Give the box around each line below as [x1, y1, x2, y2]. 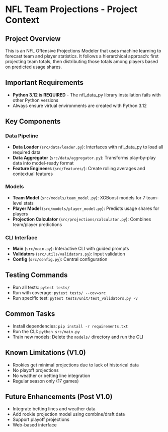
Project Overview [5, 34, 61, 43]
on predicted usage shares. [5, 64, 62, 70]
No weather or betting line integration [12, 372, 91, 379]
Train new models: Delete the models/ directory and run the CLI [12, 334, 143, 340]
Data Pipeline [5, 132, 39, 139]
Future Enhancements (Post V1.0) [5, 392, 113, 401]
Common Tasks [5, 309, 55, 318]
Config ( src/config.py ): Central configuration [12, 256, 108, 262]
